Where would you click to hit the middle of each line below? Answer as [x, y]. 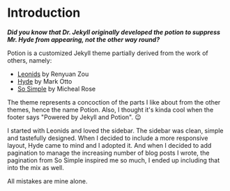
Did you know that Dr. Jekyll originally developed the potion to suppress [114, 32]
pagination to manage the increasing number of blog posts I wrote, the [108, 153]
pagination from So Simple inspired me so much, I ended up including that [114, 160]
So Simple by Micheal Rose [56, 89]
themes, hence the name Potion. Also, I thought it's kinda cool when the [110, 109]
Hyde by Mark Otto [45, 81]
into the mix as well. [36, 167]
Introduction [44, 13]
